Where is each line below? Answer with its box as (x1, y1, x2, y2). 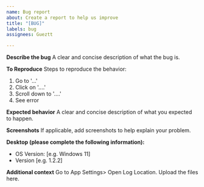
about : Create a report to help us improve (6, 15, 119, 21)
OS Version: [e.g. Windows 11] (15, 150, 91, 158)
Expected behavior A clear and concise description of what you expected (6, 108, 192, 116)
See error (15, 97, 40, 104)
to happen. (6, 115, 33, 122)
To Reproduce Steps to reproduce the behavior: (6, 65, 127, 73)
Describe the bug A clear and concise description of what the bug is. (6, 54, 180, 61)
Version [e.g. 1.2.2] (15, 157, 63, 164)
